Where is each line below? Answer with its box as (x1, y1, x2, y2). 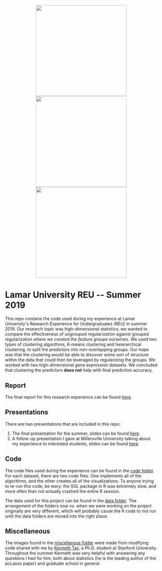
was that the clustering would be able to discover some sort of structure (5, 352, 149, 358)
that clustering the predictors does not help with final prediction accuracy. (5, 367, 153, 373)
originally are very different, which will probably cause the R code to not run (5, 508, 156, 514)
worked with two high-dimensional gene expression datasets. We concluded (5, 362, 158, 368)
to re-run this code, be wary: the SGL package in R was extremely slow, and (5, 483, 156, 489)
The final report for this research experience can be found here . (5, 394, 132, 400)
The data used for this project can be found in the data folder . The (5, 497, 137, 504)
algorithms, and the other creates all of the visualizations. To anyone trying (5, 478, 154, 484)
